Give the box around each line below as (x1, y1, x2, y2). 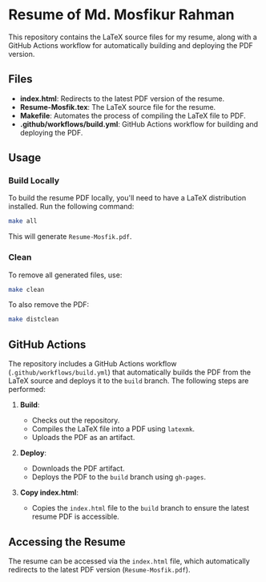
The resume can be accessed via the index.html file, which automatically (8, 556, 250, 566)
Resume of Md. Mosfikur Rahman (8, 6, 235, 24)
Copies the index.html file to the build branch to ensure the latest (31, 503, 250, 513)
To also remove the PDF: (8, 300, 90, 309)
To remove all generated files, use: (8, 270, 123, 280)
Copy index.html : (19, 487, 79, 498)
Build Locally (8, 175, 60, 186)
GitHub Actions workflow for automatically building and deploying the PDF (8, 40, 254, 50)
